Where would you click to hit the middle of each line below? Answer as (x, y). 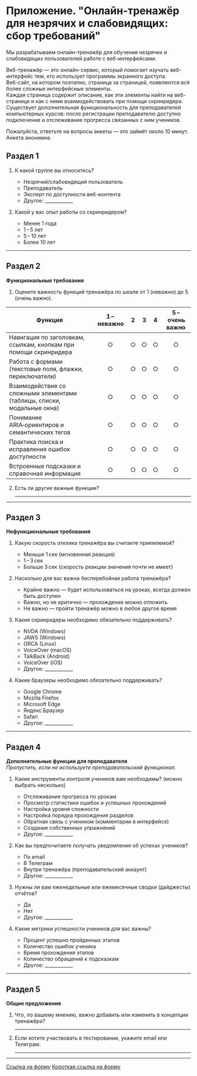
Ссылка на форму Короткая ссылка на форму (63, 1067)
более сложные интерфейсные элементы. (59, 88)
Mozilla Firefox (41, 698)
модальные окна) (34, 408)
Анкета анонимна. (29, 137)
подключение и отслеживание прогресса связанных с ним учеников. (94, 120)
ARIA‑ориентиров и (37, 425)
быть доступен (42, 596)
